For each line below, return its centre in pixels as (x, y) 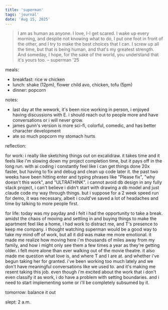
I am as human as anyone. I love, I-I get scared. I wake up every (83, 34)
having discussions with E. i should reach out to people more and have (85, 115)
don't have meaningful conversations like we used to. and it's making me (80, 267)
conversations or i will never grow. (48, 120)
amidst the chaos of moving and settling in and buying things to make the (81, 219)
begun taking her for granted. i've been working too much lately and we (79, 261)
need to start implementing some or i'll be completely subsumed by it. (77, 283)
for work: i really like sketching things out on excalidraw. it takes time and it (82, 156)
